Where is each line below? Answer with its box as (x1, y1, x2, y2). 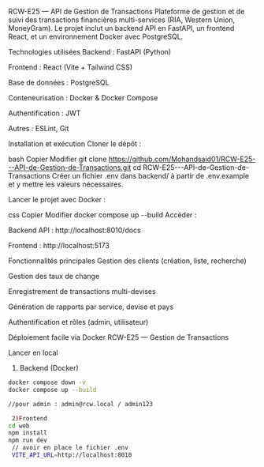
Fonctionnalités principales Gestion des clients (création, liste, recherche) (8, 256, 247, 266)
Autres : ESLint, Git (8, 124, 69, 133)
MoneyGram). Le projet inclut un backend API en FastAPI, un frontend (8, 24, 235, 32)
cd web (8, 422, 30, 430)
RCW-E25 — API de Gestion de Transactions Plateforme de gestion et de (8, 7, 245, 16)
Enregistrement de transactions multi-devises (8, 287, 156, 296)
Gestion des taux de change (8, 272, 100, 281)
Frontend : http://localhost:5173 (8, 241, 110, 250)
